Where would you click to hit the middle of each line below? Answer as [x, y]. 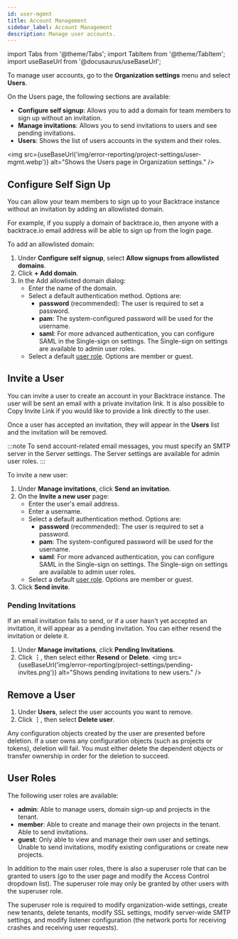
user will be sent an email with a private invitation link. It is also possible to [116, 403]
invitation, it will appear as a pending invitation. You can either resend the [114, 628]
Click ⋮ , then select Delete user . [66, 719]
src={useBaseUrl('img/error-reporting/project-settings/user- [112, 154]
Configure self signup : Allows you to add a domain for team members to [124, 110]
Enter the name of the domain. [72, 288]
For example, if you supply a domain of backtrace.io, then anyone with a [113, 223]
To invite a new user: [38, 474]
